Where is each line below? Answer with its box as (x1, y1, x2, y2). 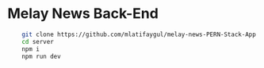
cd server (21, 38, 55, 45)
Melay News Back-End (7, 5, 159, 23)
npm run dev (21, 52, 61, 60)
